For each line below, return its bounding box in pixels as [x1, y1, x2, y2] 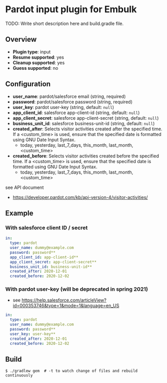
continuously [5, 373, 33, 378]
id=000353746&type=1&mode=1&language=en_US [12, 303, 120, 309]
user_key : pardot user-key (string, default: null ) [12, 104, 115, 110]
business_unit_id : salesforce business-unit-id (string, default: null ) [12, 120, 155, 126]
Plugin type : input [12, 48, 51, 54]
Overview [5, 35, 37, 44]
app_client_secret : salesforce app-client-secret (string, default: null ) [12, 115, 159, 121]
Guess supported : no [12, 65, 59, 71]
